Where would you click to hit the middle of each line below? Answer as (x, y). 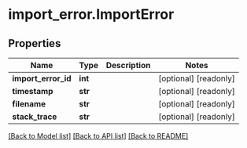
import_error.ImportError (91, 14)
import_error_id (42, 78)
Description (128, 65)
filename (29, 104)
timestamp (33, 91)
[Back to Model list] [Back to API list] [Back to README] (98, 136)
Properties (35, 43)
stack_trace (35, 117)
